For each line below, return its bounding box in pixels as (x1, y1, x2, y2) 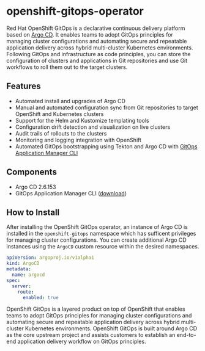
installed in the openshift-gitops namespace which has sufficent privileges (6, 230, 196, 237)
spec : (6, 277, 20, 283)
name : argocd (12, 272, 45, 278)
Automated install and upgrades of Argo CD (15, 97, 125, 104)
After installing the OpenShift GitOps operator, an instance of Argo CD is (6, 223, 188, 231)
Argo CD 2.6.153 (15, 183, 56, 190)
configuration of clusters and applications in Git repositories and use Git (6, 57, 188, 64)
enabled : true (22, 294, 59, 300)
